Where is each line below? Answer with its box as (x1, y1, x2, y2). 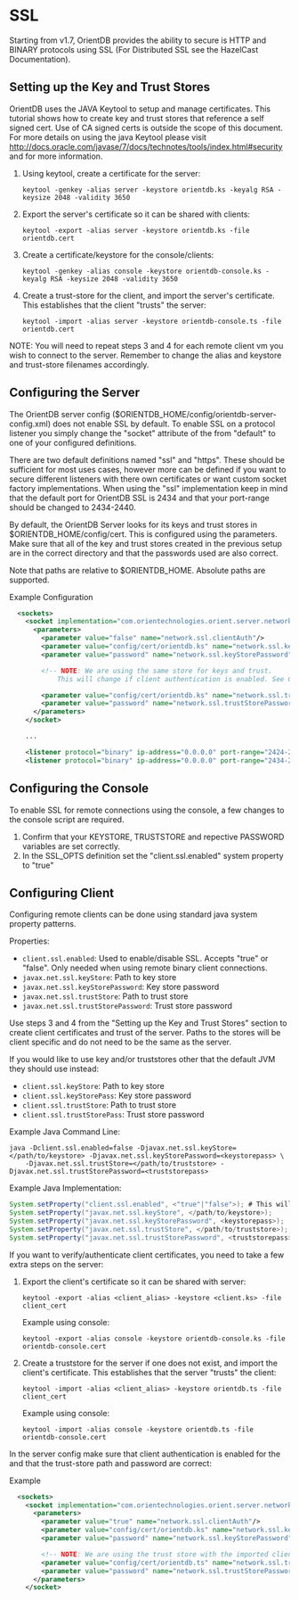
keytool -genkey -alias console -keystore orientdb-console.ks (21, 267, 263, 276)
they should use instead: (9, 1063, 100, 1075)
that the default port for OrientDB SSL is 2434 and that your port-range (9, 492, 270, 503)
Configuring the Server (9, 385, 141, 400)
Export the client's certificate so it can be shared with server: (21, 1276, 246, 1287)
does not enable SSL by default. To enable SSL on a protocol (53, 418, 276, 429)
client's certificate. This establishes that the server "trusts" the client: (21, 1366, 277, 1378)
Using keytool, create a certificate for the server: (21, 168, 201, 178)
